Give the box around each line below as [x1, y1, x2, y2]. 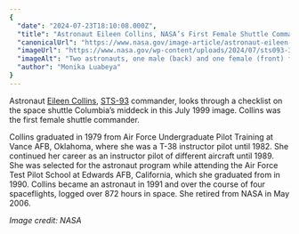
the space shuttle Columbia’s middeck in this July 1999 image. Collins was [9, 104, 281, 116]
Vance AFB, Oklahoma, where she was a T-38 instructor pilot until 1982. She [9, 141, 289, 151]
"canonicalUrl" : [17, 37, 77, 47]
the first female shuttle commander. [9, 114, 141, 125]
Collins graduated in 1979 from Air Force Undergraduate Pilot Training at [9, 131, 274, 142]
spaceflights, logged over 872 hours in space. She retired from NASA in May [9, 188, 290, 198]
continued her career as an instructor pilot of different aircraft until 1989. [9, 150, 274, 161]
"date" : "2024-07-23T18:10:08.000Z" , [17, 21, 158, 30]
